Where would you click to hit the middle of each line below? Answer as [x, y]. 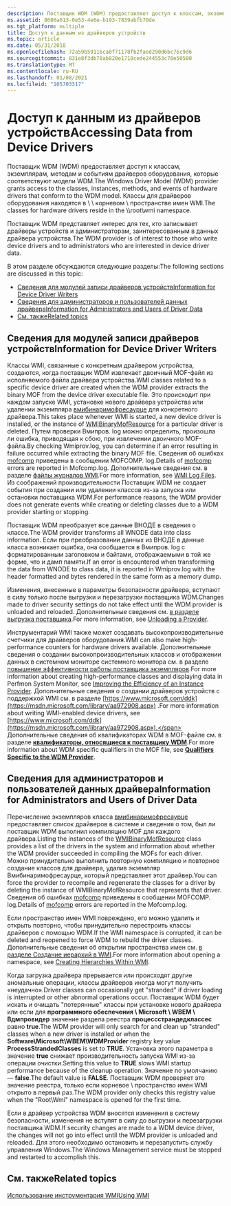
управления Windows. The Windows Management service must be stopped [114, 1149]
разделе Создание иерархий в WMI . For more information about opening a [114, 954]
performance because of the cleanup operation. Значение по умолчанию [112, 1070]
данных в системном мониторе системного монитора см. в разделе [108, 662]
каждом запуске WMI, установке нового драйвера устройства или [105, 402]
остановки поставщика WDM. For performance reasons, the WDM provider [114, 497]
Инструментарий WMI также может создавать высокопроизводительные [115, 632]
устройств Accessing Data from [100, 133]
